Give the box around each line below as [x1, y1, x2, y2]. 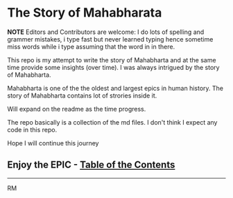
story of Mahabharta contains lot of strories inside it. [7, 91, 157, 100]
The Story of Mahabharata [7, 5, 162, 21]
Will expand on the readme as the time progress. [7, 105, 146, 113]
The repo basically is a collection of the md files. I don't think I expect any [7, 118, 218, 126]
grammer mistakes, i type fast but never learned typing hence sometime [7, 35, 214, 43]
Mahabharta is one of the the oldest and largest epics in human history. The [7, 84, 224, 92]
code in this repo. [7, 125, 58, 134]
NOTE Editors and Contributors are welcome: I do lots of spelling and [7, 28, 205, 36]
